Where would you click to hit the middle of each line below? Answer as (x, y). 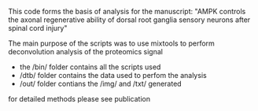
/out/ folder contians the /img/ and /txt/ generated (101, 83)
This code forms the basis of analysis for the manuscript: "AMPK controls (127, 11)
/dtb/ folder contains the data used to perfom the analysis (113, 75)
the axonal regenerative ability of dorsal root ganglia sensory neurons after (129, 20)
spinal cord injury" (38, 28)
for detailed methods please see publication (79, 99)
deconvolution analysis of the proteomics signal (86, 52)
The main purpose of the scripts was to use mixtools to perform (111, 43)
